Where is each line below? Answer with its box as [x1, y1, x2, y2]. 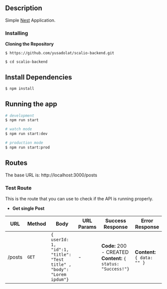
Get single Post [12, 205, 45, 211]
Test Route [5, 184, 32, 191]
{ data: [135, 255, 153, 261]
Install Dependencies [5, 73, 72, 81]
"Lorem [51, 272, 67, 277]
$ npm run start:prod [5, 144, 50, 150]
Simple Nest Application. [5, 17, 56, 23]
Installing [5, 29, 28, 36]
